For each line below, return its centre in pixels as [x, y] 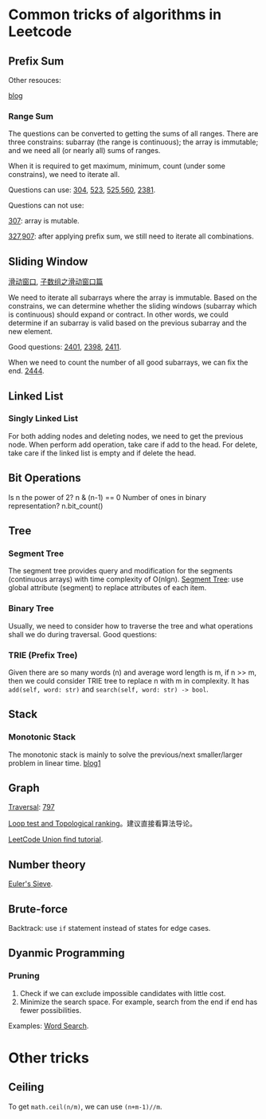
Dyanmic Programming [66, 954]
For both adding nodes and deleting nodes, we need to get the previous [126, 435]
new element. [31, 332]
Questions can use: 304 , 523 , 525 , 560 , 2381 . [82, 190]
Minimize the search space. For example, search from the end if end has [139, 1002]
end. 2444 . [27, 371]
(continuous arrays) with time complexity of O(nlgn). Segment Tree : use [126, 579]
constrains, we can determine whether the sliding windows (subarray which [133, 306]
